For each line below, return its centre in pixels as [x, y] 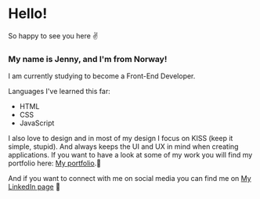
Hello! [28, 14]
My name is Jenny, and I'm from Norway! [88, 59]
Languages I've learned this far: [60, 92]
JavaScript [37, 123]
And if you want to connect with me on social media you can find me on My [130, 179]
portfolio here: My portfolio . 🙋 [55, 163]
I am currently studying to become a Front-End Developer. [102, 76]
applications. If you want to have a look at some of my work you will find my [130, 155]
